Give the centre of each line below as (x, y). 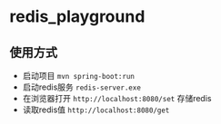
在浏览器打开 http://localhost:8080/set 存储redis (117, 98)
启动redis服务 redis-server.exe (81, 87)
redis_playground (77, 17)
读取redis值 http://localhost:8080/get (96, 110)
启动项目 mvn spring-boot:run (78, 76)
